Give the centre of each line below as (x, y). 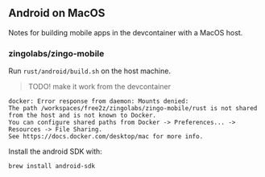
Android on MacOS (57, 13)
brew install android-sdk (52, 167)
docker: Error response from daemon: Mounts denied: (99, 101)
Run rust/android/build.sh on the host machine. (90, 71)
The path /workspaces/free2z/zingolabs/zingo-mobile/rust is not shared (133, 109)
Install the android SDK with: (55, 151)
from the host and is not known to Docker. (83, 116)
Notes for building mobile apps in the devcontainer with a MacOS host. (126, 32)
